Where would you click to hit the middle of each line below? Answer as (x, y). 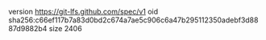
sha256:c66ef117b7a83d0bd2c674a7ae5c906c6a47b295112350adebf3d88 (133, 20)
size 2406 (65, 28)
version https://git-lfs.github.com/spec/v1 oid (83, 12)
